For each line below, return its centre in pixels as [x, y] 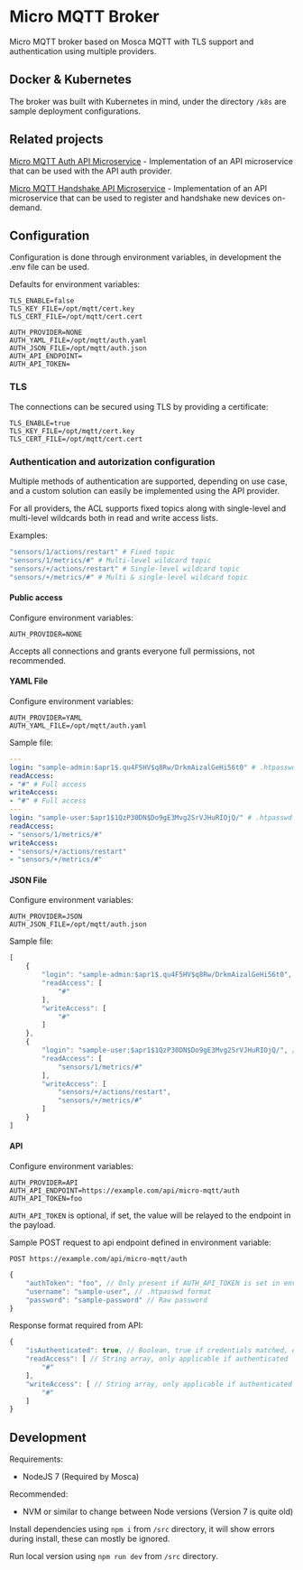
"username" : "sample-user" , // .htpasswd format [119, 1291]
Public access [36, 598]
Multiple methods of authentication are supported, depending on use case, [148, 481]
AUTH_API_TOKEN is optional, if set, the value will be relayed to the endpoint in [150, 1215]
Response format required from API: [76, 1325]
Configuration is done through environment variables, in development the [146, 257]
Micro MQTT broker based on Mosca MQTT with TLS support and [132, 42]
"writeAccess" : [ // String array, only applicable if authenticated [159, 1384]
